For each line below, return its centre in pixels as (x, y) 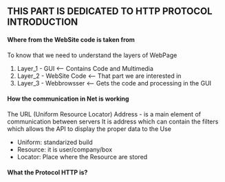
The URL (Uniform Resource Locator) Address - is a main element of (104, 114)
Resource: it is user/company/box (65, 149)
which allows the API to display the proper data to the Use (89, 129)
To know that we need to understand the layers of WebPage (92, 55)
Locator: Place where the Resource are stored (82, 156)
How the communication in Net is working (68, 99)
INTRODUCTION (43, 22)
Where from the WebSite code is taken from (71, 39)
